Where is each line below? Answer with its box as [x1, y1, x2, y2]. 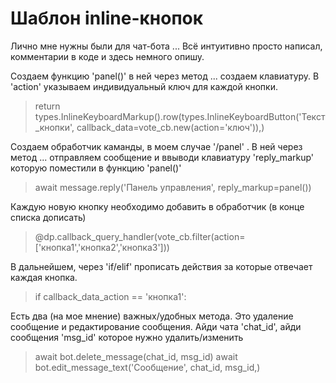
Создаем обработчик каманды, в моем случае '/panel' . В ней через [10, 140, 303, 152]
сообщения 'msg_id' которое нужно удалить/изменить [10, 331, 244, 343]
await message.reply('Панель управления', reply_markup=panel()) [34, 181, 312, 193]
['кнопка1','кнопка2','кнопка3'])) [34, 241, 170, 253]
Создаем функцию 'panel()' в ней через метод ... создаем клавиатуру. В [10, 70, 320, 82]
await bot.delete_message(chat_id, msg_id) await [34, 350, 238, 362]
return [34, 100, 61, 112]
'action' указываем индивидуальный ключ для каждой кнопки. [10, 80, 278, 92]
